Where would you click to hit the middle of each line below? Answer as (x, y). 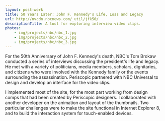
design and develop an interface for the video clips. (58, 82)
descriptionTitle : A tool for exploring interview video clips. (73, 24)
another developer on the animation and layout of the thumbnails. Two (77, 103)
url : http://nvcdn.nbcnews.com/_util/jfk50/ (52, 19)
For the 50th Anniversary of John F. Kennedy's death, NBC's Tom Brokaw (81, 56)
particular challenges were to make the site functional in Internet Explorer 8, (83, 108)
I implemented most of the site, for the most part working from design (77, 92)
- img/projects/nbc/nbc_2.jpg (45, 38)
